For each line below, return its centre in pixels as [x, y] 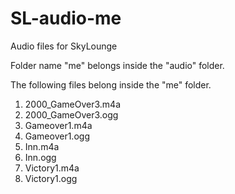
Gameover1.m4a [58, 125]
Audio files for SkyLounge [64, 46]
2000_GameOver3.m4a [73, 104]
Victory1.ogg [51, 178]
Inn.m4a [42, 146]
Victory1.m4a [52, 168]
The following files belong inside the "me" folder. [111, 84]
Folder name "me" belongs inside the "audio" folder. [117, 65]
